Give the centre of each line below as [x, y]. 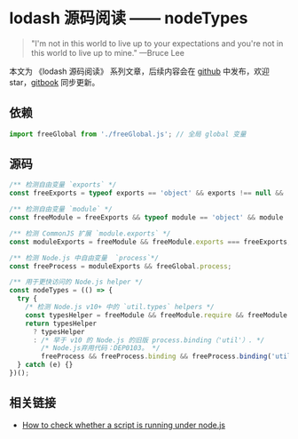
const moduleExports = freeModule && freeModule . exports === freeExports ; [150, 242]
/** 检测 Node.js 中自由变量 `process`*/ [84, 258]
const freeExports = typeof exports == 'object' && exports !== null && [146, 193]
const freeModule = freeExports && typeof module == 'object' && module [146, 218]
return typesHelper [61, 323]
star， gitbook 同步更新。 [55, 82]
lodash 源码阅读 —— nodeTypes [129, 18]
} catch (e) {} [45, 365]
